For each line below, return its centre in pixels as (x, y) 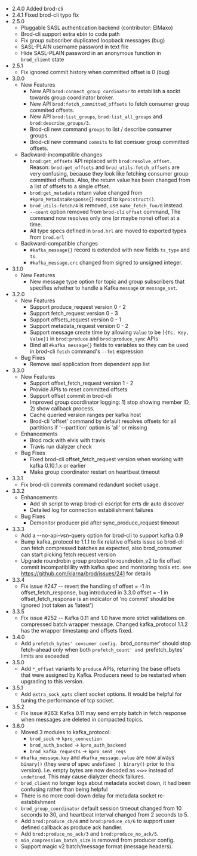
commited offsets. (52, 110)
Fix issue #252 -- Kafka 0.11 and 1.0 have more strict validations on (103, 618)
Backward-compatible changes (59, 243)
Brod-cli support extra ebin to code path (70, 34)
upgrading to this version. (52, 681)
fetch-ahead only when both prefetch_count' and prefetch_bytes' (102, 650)
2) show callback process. (62, 408)
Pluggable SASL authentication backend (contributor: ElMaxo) (97, 27)
